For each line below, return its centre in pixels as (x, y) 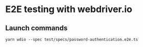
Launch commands (37, 28)
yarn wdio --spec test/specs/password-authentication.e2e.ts (72, 39)
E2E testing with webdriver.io (69, 9)
